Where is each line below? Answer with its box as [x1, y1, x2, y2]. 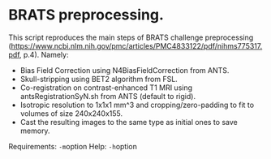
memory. [19, 126, 50, 135]
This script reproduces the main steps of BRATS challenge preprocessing [8, 32, 254, 42]
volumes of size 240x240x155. [19, 108, 123, 118]
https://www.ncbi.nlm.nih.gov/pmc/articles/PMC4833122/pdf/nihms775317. [11, 41, 263, 50]
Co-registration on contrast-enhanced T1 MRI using [19, 83, 193, 92]
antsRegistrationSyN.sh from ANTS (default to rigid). [19, 91, 196, 101]
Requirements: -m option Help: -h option [8, 141, 138, 151]
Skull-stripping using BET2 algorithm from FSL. [19, 74, 179, 84]
